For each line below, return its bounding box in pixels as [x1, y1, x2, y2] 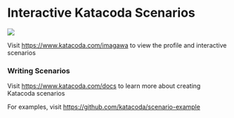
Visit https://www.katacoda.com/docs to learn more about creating [7, 82, 201, 90]
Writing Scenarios [7, 66, 70, 75]
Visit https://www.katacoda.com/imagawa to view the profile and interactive [7, 40, 227, 50]
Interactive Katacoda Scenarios [7, 5, 195, 21]
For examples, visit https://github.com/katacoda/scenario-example [7, 103, 200, 111]
